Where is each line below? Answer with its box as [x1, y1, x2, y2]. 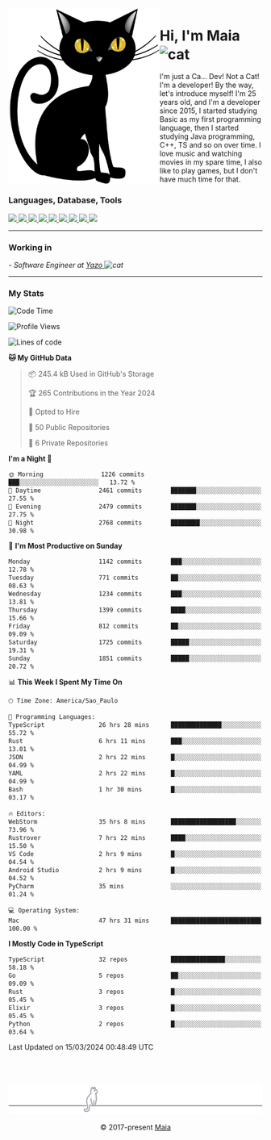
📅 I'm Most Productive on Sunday [8, 541, 123, 551]
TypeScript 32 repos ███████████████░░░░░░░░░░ [8, 955, 262, 964]
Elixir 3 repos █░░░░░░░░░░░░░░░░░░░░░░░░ [8, 1004, 262, 1013]
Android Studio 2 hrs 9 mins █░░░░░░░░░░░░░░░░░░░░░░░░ [8, 866, 262, 875]
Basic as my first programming [160, 115, 262, 124]
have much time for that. [160, 174, 241, 184]
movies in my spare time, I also [160, 157, 262, 167]
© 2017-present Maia [99, 1122, 172, 1132]
